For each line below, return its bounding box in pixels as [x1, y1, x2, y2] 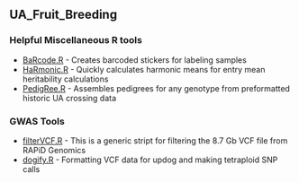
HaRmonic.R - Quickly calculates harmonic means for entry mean [22, 64, 266, 74]
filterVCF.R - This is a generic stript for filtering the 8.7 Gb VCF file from [22, 134, 288, 146]
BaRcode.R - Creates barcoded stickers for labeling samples [22, 54, 248, 65]
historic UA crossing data [22, 92, 117, 103]
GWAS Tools [9, 115, 65, 127]
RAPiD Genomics [22, 144, 86, 155]
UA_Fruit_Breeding [9, 7, 118, 22]
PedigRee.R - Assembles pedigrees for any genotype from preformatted [22, 82, 291, 93]
